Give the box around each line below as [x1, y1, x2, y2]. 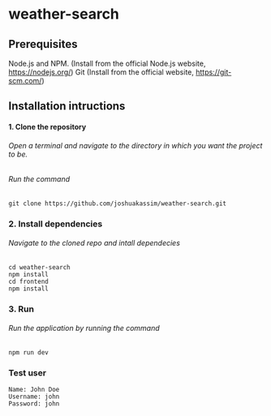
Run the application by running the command [8, 324, 160, 333]
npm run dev [8, 349, 49, 357]
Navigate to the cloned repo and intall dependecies [8, 238, 181, 248]
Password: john [8, 400, 60, 408]
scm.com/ [8, 76, 42, 85]
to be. [8, 149, 28, 159]
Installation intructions [8, 99, 126, 114]
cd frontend [8, 277, 49, 285]
